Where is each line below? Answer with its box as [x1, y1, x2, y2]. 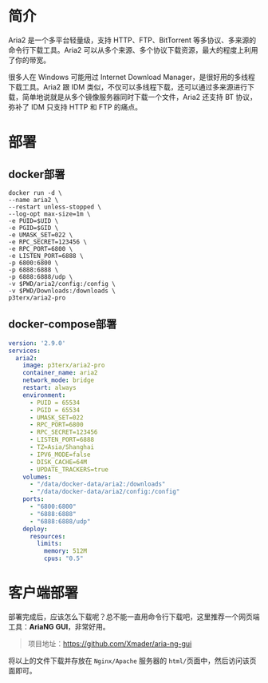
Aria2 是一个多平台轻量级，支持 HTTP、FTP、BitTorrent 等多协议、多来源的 [8, 35, 257, 45]
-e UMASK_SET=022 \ [8, 231, 73, 239]
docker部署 [8, 167, 65, 181]
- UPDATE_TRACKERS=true [29, 465, 109, 474]
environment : [22, 391, 66, 399]
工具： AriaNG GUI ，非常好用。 [8, 621, 110, 631]
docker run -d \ [8, 189, 62, 197]
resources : [29, 532, 66, 540]
